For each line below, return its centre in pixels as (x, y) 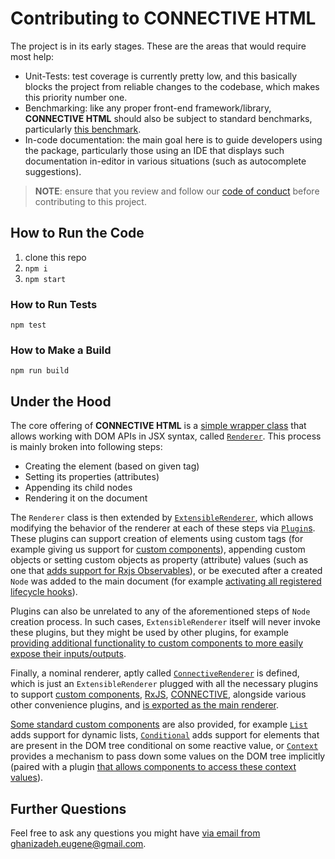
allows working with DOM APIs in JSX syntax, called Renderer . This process (166, 436)
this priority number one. (76, 97)
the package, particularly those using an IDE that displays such (154, 150)
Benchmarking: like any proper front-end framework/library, (148, 108)
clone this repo (55, 257)
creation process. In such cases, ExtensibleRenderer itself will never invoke (165, 622)
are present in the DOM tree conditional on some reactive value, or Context (164, 746)
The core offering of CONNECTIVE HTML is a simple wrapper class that (158, 426)
